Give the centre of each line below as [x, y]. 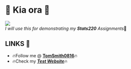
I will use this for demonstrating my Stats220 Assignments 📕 [66, 28]
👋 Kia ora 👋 [27, 10]
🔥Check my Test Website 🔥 [40, 61]
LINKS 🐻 [18, 44]
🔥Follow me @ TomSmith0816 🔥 [45, 55]
